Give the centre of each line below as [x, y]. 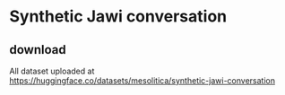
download [38, 50]
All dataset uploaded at [52, 71]
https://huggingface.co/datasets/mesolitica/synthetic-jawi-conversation [142, 81]
